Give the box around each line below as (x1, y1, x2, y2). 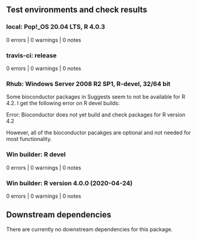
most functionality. (6, 136, 52, 143)
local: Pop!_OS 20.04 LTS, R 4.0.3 (6, 23, 106, 31)
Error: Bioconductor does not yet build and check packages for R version (6, 111, 186, 118)
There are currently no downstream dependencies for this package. (6, 225, 173, 232)
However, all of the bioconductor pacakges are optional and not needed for (6, 129, 191, 136)
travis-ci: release (6, 51, 57, 59)
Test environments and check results (6, 5, 147, 15)
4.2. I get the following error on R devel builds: (6, 100, 120, 107)
